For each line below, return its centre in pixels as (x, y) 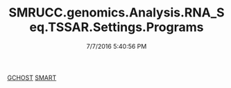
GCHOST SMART (32, 78)
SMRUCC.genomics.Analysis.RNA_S (117, 13)
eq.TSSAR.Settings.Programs (117, 27)
